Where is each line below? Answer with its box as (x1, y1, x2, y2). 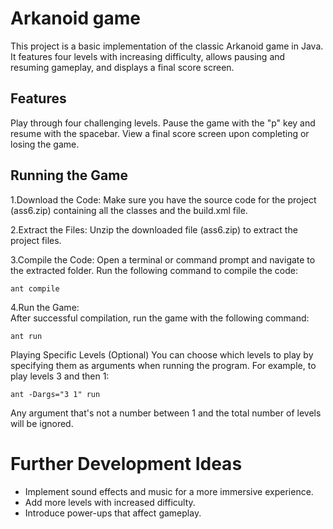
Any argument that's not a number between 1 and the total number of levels (10, 407, 322, 419)
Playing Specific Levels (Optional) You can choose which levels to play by (10, 348, 314, 361)
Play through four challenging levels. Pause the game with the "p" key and (10, 117, 316, 129)
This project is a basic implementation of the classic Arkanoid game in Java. (10, 40, 324, 52)
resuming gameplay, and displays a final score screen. (10, 61, 235, 73)
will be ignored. (10, 417, 74, 429)
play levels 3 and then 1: (10, 370, 110, 382)
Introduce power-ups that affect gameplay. (24, 507, 202, 519)
